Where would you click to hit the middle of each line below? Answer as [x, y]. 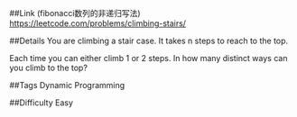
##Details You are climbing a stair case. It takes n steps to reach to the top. [149, 40]
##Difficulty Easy [42, 103]
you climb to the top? [49, 67]
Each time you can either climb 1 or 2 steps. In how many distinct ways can [148, 58]
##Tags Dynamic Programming [67, 85]
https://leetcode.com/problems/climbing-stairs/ [98, 23]
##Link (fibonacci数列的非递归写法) [75, 13]
